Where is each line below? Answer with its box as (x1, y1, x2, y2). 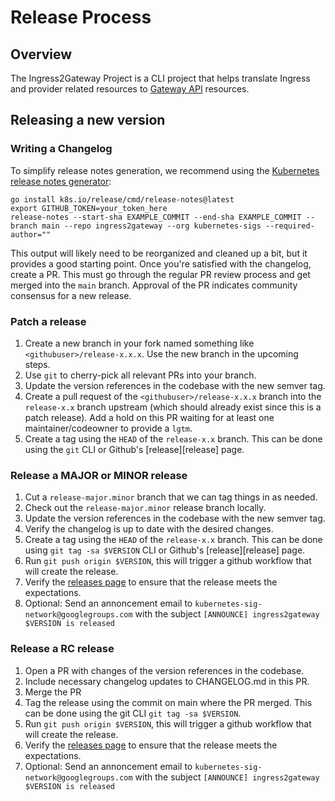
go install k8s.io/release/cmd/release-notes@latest (10, 194, 235, 205)
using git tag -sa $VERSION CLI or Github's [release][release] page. (24, 544, 306, 556)
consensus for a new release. (10, 289, 132, 301)
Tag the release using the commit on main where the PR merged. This (24, 696, 313, 708)
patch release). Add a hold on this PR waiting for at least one (24, 411, 275, 423)
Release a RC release (10, 642, 115, 656)
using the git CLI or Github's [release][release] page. (24, 443, 245, 455)
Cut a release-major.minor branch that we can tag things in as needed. (24, 491, 318, 503)
